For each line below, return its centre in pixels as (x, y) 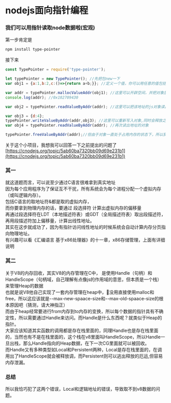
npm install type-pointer (33, 50)
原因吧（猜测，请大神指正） (38, 305)
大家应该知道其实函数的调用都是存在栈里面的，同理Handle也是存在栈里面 (82, 330)
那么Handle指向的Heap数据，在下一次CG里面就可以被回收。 (86, 343)
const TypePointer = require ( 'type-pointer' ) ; (55, 69)
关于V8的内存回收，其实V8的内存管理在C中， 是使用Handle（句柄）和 (79, 273)
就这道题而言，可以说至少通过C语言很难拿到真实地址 (61, 182)
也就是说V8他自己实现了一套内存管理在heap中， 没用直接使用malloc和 (80, 292)
